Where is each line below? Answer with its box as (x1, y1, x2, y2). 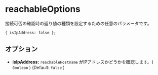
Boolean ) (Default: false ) (12, 64, 65, 70)
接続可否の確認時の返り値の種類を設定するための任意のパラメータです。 (5, 20, 152, 26)
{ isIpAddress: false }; (5, 30, 56, 35)
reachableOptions (5, 3, 80, 15)
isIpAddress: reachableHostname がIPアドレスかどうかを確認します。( (12, 59, 154, 65)
